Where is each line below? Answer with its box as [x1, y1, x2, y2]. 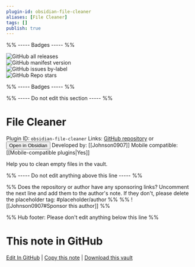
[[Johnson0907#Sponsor [6, 202, 68, 210]
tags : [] [6, 20, 28, 25]
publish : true [6, 25, 41, 31]
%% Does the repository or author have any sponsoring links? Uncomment [6, 184, 189, 191]
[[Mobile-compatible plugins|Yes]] [6, 149, 90, 156]
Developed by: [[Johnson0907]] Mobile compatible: [51, 141, 178, 149]
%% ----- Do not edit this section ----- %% [6, 95, 113, 102]
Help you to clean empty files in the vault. [6, 160, 108, 168]
